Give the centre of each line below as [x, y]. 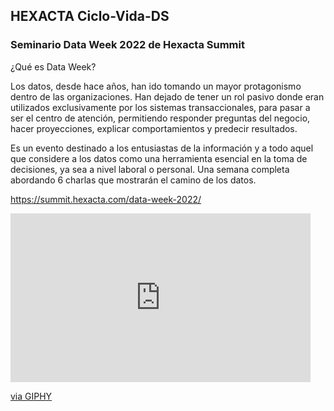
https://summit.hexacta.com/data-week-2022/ [106, 199]
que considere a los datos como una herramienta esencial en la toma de [159, 158]
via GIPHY [31, 396]
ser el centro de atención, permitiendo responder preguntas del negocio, [160, 118]
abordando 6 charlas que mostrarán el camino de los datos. [133, 180]
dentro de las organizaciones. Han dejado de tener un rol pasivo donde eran [167, 96]
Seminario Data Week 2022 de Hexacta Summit [127, 45]
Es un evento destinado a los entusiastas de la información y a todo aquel [162, 148]
